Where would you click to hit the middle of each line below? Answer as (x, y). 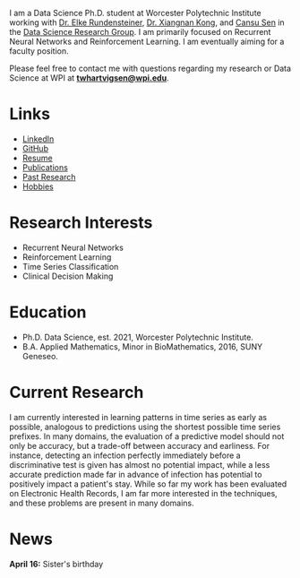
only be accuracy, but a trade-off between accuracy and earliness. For (140, 445)
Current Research (77, 393)
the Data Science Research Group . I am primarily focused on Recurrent (140, 32)
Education (48, 312)
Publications (45, 167)
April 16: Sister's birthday (56, 564)
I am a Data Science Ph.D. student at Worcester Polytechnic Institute (135, 13)
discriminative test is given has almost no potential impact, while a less (140, 464)
